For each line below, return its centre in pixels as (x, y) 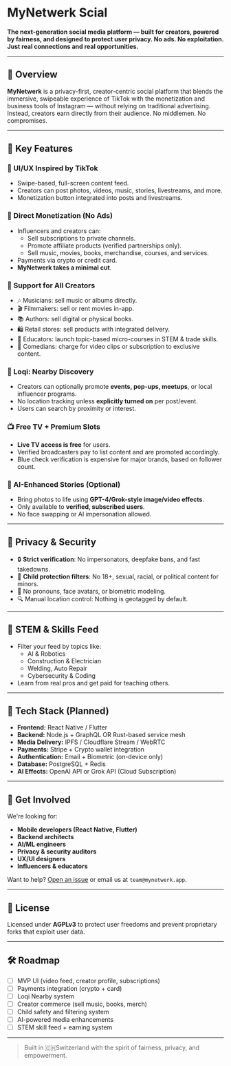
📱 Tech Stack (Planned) (58, 711)
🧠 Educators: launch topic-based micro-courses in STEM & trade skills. (118, 339)
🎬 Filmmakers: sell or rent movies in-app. (76, 309)
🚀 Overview (32, 75)
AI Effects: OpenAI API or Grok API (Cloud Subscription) (97, 772)
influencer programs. (47, 394)
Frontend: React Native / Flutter (62, 727)
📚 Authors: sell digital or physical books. (75, 319)
